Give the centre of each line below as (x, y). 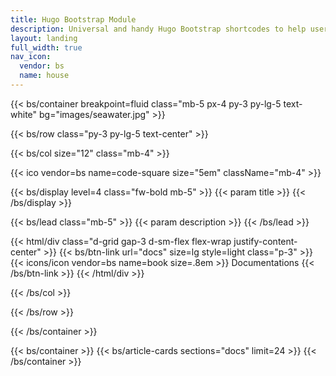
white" (24, 114)
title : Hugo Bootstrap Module (73, 19)
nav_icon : (31, 57)
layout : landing (44, 38)
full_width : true (46, 47)
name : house (44, 76)
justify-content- (265, 241)
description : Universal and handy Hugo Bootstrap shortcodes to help (158, 29)
